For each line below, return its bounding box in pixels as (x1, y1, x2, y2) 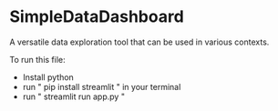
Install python (22, 71, 75, 83)
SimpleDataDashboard (9, 6, 184, 27)
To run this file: (9, 54, 66, 65)
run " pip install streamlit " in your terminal (22, 81, 181, 92)
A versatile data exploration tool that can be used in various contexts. (9, 36, 270, 47)
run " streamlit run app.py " (22, 91, 126, 102)
